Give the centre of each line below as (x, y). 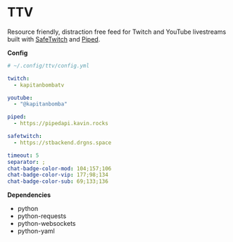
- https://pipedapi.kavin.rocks (61, 124)
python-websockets (46, 224)
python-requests (42, 216)
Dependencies (29, 195)
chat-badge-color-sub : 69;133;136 (58, 181)
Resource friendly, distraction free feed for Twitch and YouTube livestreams (117, 32)
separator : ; (26, 162)
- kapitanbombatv (39, 85)
